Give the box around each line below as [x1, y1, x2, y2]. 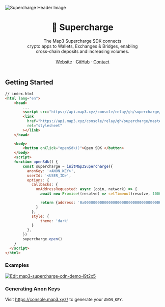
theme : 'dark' [40, 218, 69, 223]
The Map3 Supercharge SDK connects [43, 38, 122, 44]
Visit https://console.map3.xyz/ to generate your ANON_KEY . [5, 297, 123, 303]
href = [27, 119, 38, 124]
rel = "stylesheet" [27, 123, 63, 128]
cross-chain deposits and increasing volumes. [36, 48, 129, 54]
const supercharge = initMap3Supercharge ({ [23, 164, 113, 169]
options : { [27, 178, 50, 182]
